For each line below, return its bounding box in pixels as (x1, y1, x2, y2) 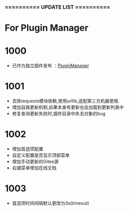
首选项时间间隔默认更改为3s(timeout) (12, 200, 89, 206)
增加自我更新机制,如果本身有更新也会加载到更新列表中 (12, 104, 124, 110)
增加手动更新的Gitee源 (12, 158, 59, 165)
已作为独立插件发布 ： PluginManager (12, 63, 89, 69)
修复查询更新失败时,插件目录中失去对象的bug (12, 110, 106, 117)
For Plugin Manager (5, 22, 89, 34)
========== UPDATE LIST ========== (5, 4, 110, 11)
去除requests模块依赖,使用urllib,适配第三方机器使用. (12, 97, 119, 104)
